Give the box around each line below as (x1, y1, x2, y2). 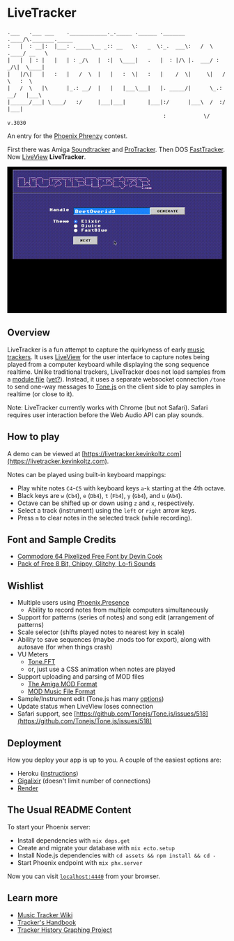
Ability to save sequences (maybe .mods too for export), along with (17, 635, 211, 644)
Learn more (7, 892, 58, 904)
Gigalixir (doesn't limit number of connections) (17, 776, 151, 785)
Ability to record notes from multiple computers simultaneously (27, 605, 209, 615)
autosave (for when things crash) (17, 643, 113, 652)
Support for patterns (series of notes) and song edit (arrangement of (17, 613, 214, 622)
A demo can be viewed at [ (7, 449, 85, 458)
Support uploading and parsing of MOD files (17, 672, 145, 681)
